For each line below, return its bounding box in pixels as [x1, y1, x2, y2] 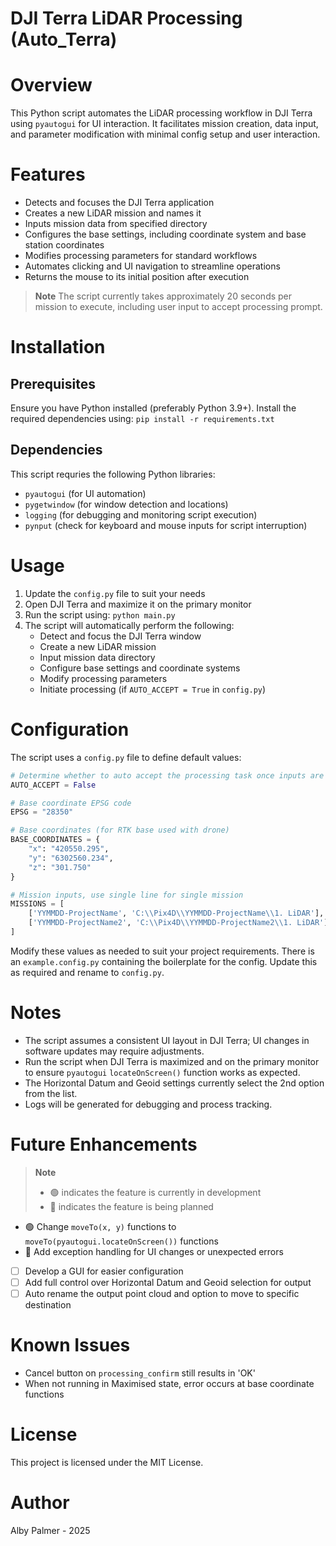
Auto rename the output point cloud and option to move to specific [24, 1287, 300, 1299]
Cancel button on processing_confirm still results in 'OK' [24, 1367, 256, 1379]
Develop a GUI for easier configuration [24, 1265, 184, 1277]
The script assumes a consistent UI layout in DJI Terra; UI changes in [24, 1034, 310, 1046]
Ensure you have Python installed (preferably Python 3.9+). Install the [10, 402, 297, 414]
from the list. [24, 1087, 78, 1099]
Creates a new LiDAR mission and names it [24, 207, 202, 219]
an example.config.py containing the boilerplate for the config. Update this [10, 955, 318, 967]
